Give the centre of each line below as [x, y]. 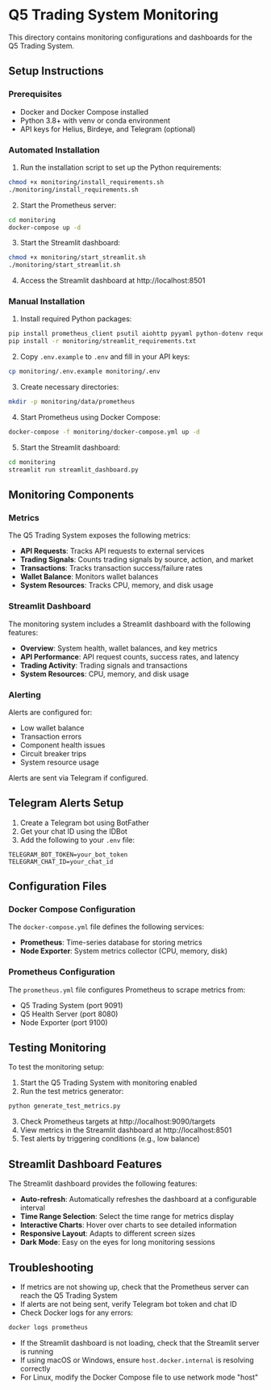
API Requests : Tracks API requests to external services [112, 551]
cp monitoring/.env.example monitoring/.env [84, 372]
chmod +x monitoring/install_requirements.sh [86, 182]
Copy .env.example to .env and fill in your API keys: [105, 357]
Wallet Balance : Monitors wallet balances [89, 577]
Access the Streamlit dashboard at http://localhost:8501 [113, 281]
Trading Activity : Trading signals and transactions [104, 665]
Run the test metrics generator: [72, 1091]
